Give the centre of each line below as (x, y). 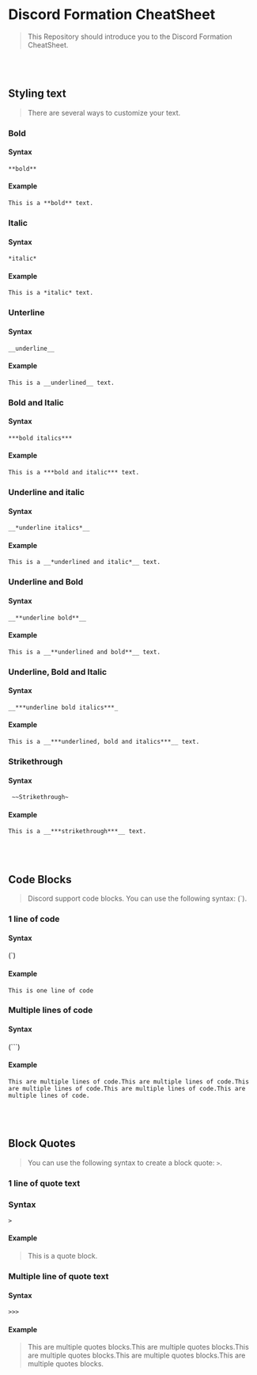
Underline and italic (47, 492)
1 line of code (34, 919)
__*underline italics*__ (49, 528)
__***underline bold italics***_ (63, 707)
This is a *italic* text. (51, 293)
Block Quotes (42, 1143)
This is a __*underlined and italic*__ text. (84, 562)
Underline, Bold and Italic (58, 672)
